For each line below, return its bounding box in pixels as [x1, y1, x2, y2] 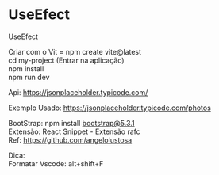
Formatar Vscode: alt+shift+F [8, 158, 104, 168]
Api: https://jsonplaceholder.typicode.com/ [8, 87, 148, 97]
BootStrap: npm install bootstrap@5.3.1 [8, 118, 135, 127]
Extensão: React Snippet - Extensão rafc [8, 127, 140, 136]
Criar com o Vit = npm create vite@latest [8, 47, 141, 56]
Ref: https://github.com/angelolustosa [8, 135, 133, 144]
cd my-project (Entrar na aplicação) [8, 55, 125, 65]
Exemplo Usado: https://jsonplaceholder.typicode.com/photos [8, 103, 212, 112]
